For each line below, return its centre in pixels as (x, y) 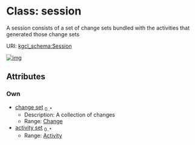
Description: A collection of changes (69, 115)
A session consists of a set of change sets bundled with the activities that (98, 28)
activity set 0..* (33, 128)
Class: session (44, 11)
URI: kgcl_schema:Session (39, 46)
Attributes (26, 77)
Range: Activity (43, 136)
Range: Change (43, 121)
